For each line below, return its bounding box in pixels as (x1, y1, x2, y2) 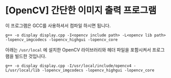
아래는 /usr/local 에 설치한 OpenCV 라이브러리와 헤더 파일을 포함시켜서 (5, 46, 151, 53)
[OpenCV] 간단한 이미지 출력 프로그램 (5, 5, 157, 16)
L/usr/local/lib (5, 67, 40, 73)
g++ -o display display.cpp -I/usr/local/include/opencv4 (5, 63, 132, 68)
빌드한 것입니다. (14, 53, 47, 59)
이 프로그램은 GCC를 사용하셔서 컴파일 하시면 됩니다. (5, 22, 111, 29)
